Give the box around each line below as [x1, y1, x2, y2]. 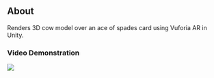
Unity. [7, 31, 24, 39]
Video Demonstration [7, 48, 80, 57]
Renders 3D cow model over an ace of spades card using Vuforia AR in [7, 23, 207, 31]
